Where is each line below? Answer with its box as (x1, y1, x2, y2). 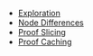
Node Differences (17, 17, 84, 28)
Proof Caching (17, 36, 72, 47)
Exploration (17, 8, 60, 18)
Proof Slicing (17, 27, 66, 37)
